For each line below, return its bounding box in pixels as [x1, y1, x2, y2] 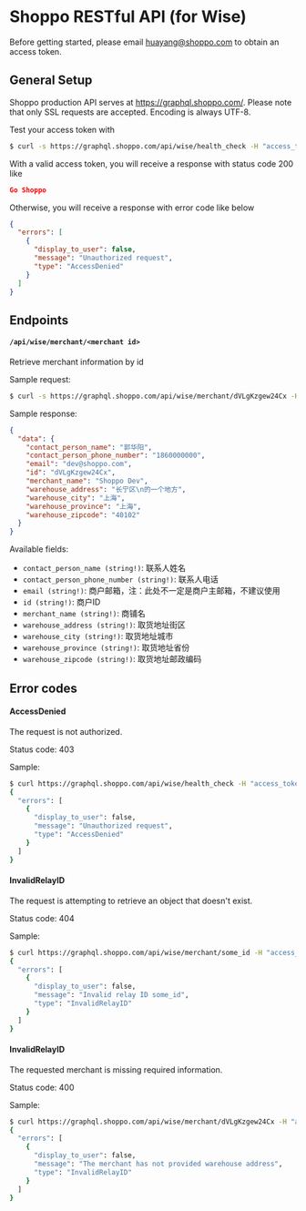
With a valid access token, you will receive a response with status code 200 [9, 158, 294, 169]
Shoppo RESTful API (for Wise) [9, 6, 248, 27]
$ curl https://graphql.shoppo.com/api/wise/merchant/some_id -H [9, 948, 262, 957]
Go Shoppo [9, 185, 47, 195]
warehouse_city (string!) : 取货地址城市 [22, 631, 174, 642]
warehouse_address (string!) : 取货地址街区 [22, 619, 187, 630]
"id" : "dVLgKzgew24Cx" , [25, 468, 117, 477]
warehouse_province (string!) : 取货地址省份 [22, 642, 190, 653]
